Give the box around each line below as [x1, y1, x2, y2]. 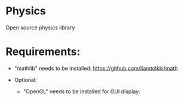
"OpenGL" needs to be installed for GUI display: [23, 88, 141, 95]
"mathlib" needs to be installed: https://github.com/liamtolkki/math [14, 65, 178, 72]
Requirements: [5, 45, 81, 59]
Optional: [14, 76, 37, 83]
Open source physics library [5, 24, 75, 31]
